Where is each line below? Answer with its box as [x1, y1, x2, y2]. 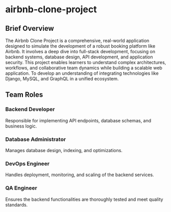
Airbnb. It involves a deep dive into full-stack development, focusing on [5, 49, 156, 54]
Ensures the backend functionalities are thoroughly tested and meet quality [5, 196, 163, 202]
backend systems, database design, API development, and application [5, 54, 153, 60]
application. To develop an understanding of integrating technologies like [5, 70, 159, 76]
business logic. [5, 123, 37, 129]
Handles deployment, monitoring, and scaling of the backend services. [5, 172, 154, 178]
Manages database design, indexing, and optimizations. [5, 147, 123, 153]
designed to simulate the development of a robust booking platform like [5, 43, 156, 49]
